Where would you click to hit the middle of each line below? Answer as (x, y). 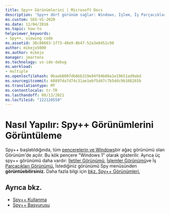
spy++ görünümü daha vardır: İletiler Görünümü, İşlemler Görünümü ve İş (81, 161)
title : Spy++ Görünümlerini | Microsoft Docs (54, 10)
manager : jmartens (25, 57)
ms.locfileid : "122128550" (34, 100)
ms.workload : (19, 67)
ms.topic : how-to (24, 29)
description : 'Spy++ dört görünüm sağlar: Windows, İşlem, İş (72, 15)
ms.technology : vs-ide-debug (36, 62)
